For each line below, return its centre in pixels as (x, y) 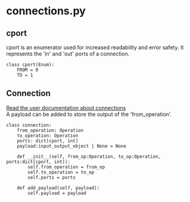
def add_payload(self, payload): (58, 188)
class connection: (29, 125)
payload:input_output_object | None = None (72, 146)
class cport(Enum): (30, 65)
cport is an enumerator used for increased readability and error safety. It (95, 47)
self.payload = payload (57, 193)
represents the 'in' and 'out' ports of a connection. (68, 54)
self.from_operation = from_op (66, 167)
